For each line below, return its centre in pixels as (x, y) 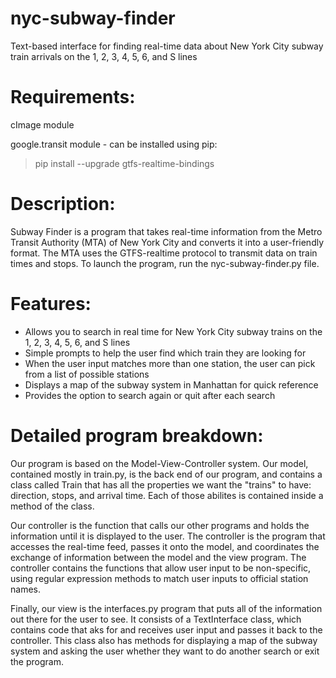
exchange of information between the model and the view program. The (158, 557)
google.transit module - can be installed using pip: (114, 144)
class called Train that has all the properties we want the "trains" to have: (161, 484)
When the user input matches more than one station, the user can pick (170, 363)
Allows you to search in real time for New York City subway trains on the (173, 331)
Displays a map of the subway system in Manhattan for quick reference (171, 384)
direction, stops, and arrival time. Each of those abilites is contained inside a (167, 495)
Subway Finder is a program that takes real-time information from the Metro (166, 231)
